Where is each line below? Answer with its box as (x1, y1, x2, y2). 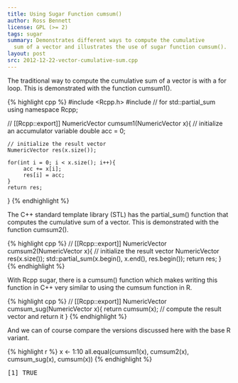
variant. (7, 333, 30, 342)
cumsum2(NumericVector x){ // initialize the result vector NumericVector (7, 246, 220, 255)
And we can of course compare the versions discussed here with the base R (7, 325, 231, 335)
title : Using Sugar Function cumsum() (7, 10, 122, 18)
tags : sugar (7, 30, 43, 38)
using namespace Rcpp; (7, 105, 78, 114)
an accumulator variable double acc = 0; (7, 126, 126, 135)
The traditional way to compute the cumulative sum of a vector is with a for (7, 76, 227, 85)
